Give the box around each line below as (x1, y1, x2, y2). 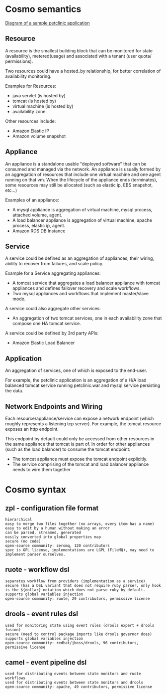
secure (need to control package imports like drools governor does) (5, 632, 153, 637)
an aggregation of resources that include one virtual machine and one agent (5, 171, 161, 177)
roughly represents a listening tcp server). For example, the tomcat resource (5, 421, 162, 427)
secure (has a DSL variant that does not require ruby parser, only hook (5, 583, 162, 588)
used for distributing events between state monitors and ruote (5, 672, 141, 677)
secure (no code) (5, 539, 41, 544)
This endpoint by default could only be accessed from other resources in (5, 436, 155, 442)
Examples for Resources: (5, 83, 56, 89)
